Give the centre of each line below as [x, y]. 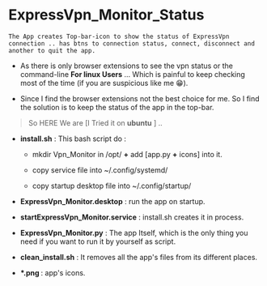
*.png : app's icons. [53, 272]
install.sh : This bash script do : [73, 139]
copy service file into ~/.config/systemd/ [100, 170]
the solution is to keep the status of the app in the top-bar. [117, 107]
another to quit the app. [52, 50]
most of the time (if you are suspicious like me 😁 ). [104, 83]
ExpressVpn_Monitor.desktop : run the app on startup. [112, 201]
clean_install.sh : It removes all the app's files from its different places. [138, 257]
